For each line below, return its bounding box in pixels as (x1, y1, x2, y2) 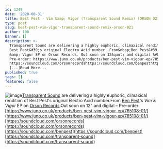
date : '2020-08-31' (5, 12, 45, 16)
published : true (5, 70, 38, 75)
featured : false (5, 79, 38, 84)
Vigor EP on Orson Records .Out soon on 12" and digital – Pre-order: (5, 103, 140, 108)
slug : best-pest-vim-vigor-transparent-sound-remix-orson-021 (5, 25, 133, 30)
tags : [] (5, 74, 23, 79)
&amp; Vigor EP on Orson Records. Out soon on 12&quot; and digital (9, 52, 151, 57)
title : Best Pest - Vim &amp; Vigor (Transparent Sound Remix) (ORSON (5, 16, 151, 21)
